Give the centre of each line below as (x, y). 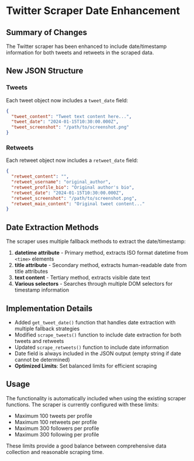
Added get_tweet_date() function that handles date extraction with (95, 322)
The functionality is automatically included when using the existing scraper (96, 398)
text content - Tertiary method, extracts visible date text (82, 278)
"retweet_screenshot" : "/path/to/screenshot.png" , (74, 198)
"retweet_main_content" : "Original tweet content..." (78, 204)
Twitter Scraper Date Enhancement (93, 11)
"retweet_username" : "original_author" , (61, 182)
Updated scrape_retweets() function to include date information (92, 347)
